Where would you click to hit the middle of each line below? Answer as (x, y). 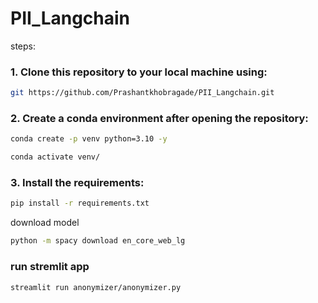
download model (45, 223)
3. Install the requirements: (77, 183)
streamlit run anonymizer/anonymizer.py (96, 287)
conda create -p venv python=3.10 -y (89, 139)
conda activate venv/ (55, 157)
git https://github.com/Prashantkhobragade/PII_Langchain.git (142, 93)
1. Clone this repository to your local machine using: (139, 72)
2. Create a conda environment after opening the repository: (159, 119)
